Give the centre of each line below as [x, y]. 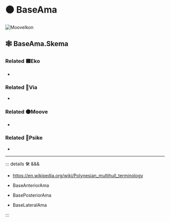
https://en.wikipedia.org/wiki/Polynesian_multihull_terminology [78, 175]
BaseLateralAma [30, 205]
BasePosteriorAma [32, 195]
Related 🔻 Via [21, 87]
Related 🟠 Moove [27, 112]
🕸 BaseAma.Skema [37, 44]
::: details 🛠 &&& [23, 164]
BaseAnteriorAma [31, 185]
